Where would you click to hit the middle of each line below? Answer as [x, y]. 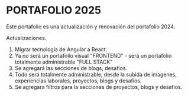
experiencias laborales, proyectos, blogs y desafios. [78, 81]
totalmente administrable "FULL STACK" [64, 62]
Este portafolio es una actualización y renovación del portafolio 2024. [91, 27]
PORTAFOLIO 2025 [54, 10]
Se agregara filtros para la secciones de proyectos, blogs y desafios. [98, 87]
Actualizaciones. [26, 38]
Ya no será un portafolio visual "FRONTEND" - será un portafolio [93, 55]
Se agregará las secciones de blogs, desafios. [71, 68]
